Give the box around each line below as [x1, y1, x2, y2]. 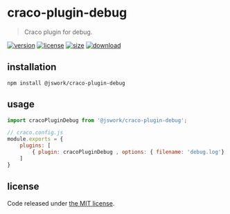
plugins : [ [19, 142, 51, 150]
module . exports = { [7, 136, 64, 143]
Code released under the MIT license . [7, 199, 115, 207]
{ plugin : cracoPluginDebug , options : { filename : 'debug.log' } [32, 149, 225, 156]
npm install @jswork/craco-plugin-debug [7, 80, 126, 87]
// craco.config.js [7, 130, 64, 136]
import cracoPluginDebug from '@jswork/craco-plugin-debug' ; [7, 116, 188, 124]
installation [7, 61, 57, 73]
